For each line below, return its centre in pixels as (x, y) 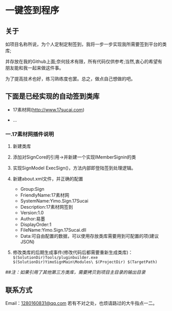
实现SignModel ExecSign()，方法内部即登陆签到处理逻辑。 (74, 168)
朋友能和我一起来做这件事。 (35, 68)
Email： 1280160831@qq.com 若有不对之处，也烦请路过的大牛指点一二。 (81, 303)
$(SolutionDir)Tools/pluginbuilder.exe (55, 258)
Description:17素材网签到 (47, 207)
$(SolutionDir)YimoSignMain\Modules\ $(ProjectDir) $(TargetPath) (85, 262)
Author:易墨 (33, 219)
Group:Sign (32, 189)
